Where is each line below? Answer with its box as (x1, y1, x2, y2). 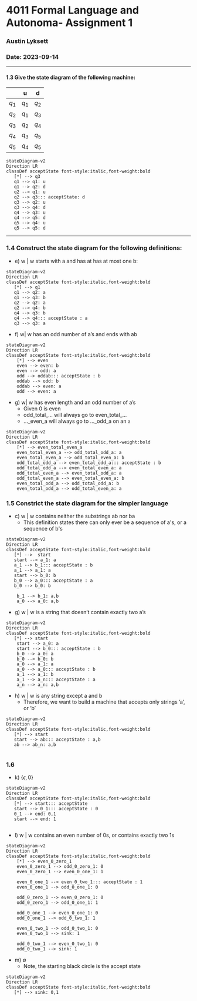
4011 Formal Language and (6, 4, 140, 17)
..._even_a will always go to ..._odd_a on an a (23, 417, 131, 425)
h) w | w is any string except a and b (14, 692, 103, 700)
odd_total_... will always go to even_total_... (23, 411, 127, 418)
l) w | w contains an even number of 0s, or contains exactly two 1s (14, 831, 175, 839)
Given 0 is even (23, 405, 61, 412)
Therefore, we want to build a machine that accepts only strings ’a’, (23, 698, 186, 705)
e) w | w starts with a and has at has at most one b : (14, 257, 138, 264)
